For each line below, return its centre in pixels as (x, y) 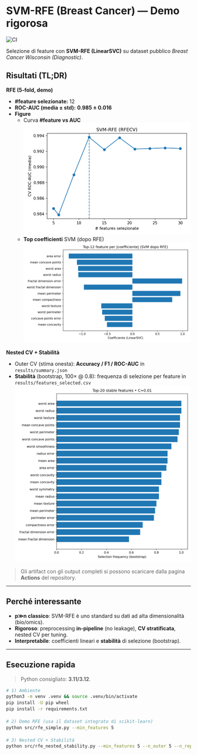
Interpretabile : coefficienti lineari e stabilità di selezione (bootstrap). (98, 641)
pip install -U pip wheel (38, 703)
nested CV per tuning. (41, 634)
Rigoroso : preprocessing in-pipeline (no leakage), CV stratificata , (95, 628)
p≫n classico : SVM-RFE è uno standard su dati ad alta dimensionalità (99, 616)
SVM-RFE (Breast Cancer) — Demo (93, 11)
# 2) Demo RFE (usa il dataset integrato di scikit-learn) (80, 721)
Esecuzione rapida (41, 665)
